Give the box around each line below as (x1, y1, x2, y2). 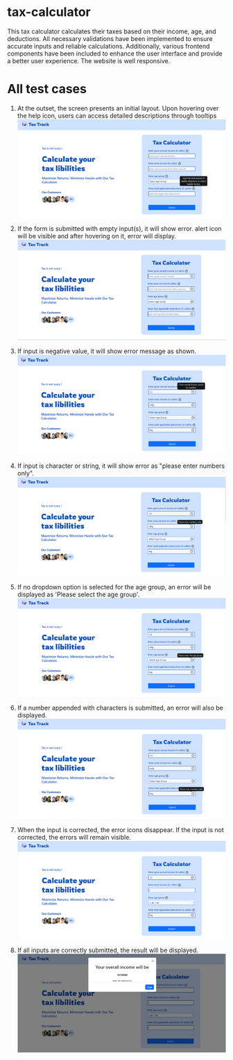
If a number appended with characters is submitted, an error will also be (17, 703, 224, 712)
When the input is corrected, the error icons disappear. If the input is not (17, 825, 224, 834)
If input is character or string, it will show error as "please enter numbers (17, 462, 225, 470)
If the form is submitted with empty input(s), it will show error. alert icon (17, 224, 222, 233)
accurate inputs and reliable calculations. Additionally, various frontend (7, 42, 210, 50)
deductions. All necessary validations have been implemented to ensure (7, 34, 213, 42)
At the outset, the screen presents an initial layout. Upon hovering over (17, 104, 219, 112)
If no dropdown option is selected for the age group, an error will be (17, 582, 212, 591)
